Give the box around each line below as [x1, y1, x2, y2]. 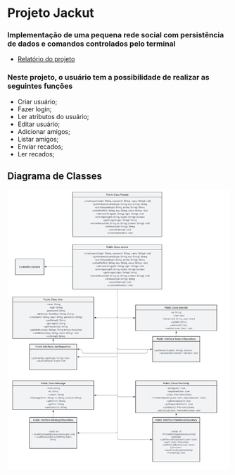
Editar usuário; [17, 120, 61, 128]
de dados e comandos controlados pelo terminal [7, 39, 176, 49]
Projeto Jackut [7, 5, 95, 21]
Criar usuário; [17, 97, 58, 106]
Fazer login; [17, 104, 52, 113]
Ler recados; [17, 149, 55, 158]
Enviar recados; [17, 142, 63, 151]
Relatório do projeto [17, 55, 75, 63]
